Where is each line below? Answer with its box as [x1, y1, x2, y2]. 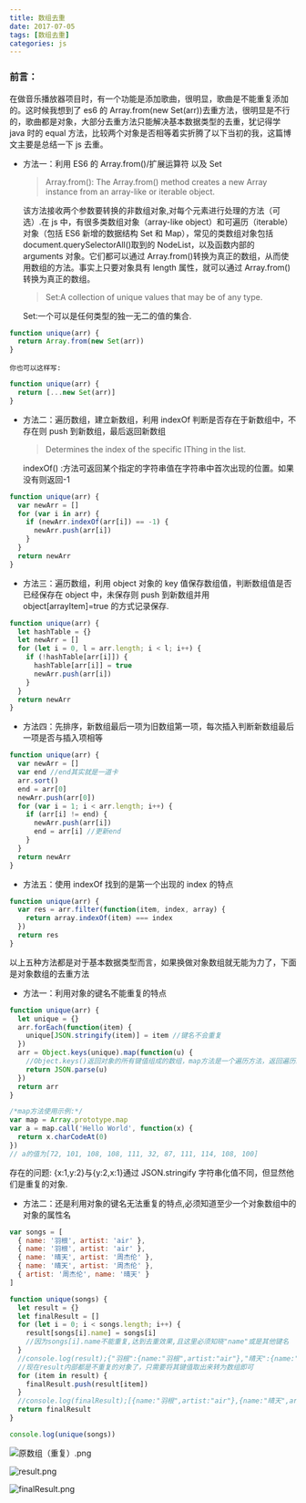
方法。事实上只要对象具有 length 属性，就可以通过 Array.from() [54, 262, 291, 273]
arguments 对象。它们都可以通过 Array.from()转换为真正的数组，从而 [22, 250, 281, 261]
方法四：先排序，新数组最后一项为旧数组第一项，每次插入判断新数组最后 [22, 721, 294, 732]
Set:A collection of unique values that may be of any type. [45, 291, 263, 302]
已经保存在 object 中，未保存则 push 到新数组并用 [22, 589, 210, 600]
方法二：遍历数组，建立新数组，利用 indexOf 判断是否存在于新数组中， [22, 414, 289, 425]
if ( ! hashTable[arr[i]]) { [25, 653, 128, 662]
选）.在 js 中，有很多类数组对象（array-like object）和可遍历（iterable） [22, 216, 293, 227]
